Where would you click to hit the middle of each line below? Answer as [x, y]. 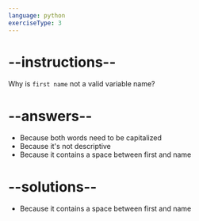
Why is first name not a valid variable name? [82, 84]
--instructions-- [62, 62]
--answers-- [50, 116]
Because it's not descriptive [65, 147]
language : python [37, 15]
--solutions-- [53, 187]
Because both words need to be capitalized [91, 138]
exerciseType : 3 [35, 23]
